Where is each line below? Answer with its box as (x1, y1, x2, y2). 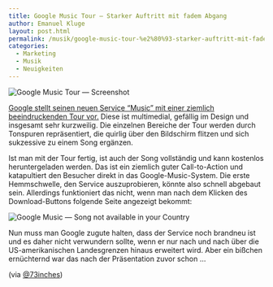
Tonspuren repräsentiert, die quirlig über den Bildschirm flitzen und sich (8, 128, 249, 138)
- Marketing (15, 50, 57, 58)
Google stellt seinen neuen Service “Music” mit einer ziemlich (8, 102, 215, 112)
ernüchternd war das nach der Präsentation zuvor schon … (8, 254, 206, 263)
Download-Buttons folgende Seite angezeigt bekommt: (8, 196, 193, 206)
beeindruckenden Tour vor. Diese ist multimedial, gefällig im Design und (8, 111, 249, 121)
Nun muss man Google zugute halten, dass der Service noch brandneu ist (8, 228, 256, 237)
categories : (8, 42, 49, 50)
